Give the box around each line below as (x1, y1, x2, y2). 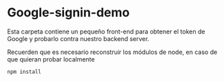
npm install (7, 68, 41, 75)
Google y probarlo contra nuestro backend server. (7, 34, 150, 42)
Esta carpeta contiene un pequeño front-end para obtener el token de (7, 27, 205, 36)
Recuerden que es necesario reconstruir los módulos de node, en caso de (7, 48, 218, 56)
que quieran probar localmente (7, 55, 95, 63)
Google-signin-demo (7, 5, 130, 20)
